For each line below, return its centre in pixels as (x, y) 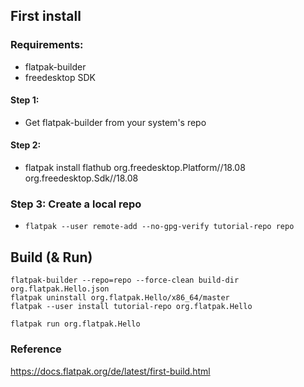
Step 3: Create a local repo (76, 204)
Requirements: (47, 45)
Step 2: (26, 145)
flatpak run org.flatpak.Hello (75, 324)
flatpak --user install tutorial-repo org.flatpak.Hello (131, 307)
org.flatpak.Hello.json (60, 289)
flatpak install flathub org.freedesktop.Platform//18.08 (135, 168)
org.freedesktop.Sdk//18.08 (81, 178)
